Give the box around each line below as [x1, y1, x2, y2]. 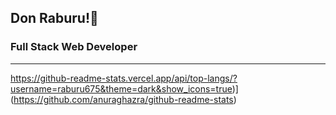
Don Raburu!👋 [10, 10, 99, 27]
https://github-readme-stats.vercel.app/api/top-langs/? [10, 72, 238, 84]
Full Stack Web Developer [10, 40, 138, 54]
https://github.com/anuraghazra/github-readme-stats [13, 93, 234, 105]
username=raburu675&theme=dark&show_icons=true [10, 82, 233, 95]
